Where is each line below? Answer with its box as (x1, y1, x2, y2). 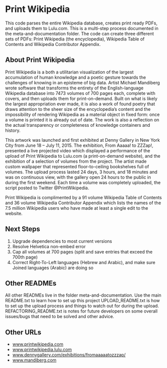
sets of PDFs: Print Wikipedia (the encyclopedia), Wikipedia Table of (5, 36, 145, 42)
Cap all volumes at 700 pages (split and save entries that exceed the (12, 249, 153, 255)
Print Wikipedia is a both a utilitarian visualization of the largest (5, 69, 134, 75)
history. (5, 127, 21, 133)
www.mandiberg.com (12, 357, 57, 363)
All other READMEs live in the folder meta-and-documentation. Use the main (5, 292, 162, 298)
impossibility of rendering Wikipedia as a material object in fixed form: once (5, 111, 160, 117)
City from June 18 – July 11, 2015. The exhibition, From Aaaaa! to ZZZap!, (5, 142, 154, 148)
